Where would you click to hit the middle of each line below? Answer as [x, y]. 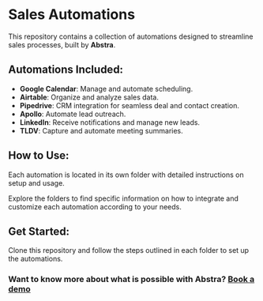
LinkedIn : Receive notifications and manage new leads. [109, 122]
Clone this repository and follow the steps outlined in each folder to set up [129, 250]
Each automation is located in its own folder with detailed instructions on [126, 175]
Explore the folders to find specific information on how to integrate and [123, 198]
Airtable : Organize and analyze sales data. [89, 97]
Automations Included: [66, 70]
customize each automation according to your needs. [95, 206]
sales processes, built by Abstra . [62, 44]
